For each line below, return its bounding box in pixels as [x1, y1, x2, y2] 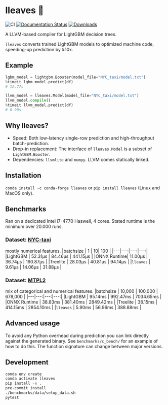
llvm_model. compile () [5, 98, 51, 103]
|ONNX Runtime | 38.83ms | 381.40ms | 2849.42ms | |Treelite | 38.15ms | [5, 299, 158, 305]
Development [5, 358, 49, 367]
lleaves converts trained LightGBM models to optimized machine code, [5, 41, 154, 47]
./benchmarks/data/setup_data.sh [5, 390, 76, 395]
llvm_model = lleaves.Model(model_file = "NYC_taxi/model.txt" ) [5, 93, 139, 98]
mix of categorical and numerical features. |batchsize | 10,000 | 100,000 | [5, 288, 158, 294]
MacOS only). [5, 190, 34, 196]
